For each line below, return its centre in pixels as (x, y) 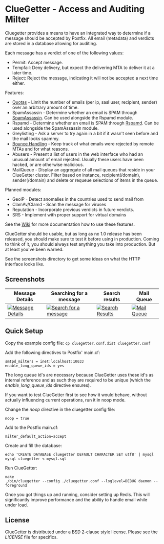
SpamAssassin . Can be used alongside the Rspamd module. (72, 118)
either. (19, 83)
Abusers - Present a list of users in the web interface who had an (77, 154)
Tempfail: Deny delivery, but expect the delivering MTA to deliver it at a (83, 68)
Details (25, 299)
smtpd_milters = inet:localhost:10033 (44, 361)
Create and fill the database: (33, 445)
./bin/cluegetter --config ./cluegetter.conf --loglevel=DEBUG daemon (78, 481)
